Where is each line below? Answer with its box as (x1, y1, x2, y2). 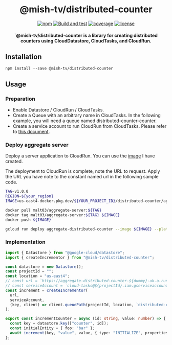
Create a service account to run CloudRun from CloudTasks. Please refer (12, 123, 167, 129)
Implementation (5, 239, 46, 246)
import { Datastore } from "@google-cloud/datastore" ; (5, 250, 125, 255)
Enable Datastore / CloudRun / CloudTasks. (12, 107, 104, 113)
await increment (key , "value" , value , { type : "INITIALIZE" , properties (10, 330, 168, 335)
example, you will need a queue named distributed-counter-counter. (12, 118, 157, 124)
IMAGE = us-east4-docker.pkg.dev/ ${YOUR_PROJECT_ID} (5, 198, 116, 204)
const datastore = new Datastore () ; (5, 264, 83, 269)
